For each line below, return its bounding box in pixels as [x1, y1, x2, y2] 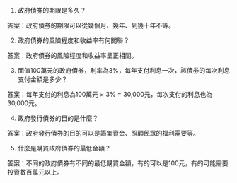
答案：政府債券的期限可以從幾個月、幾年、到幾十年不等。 [7, 21, 175, 30]
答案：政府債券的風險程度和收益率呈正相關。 [7, 52, 138, 59]
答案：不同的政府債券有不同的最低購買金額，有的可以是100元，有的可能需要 [7, 159, 229, 167]
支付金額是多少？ [17, 75, 68, 83]
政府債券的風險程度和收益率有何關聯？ [17, 36, 129, 45]
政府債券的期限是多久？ [17, 6, 86, 14]
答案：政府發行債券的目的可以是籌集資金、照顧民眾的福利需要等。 [7, 129, 200, 137]
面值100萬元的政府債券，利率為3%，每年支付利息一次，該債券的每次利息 [17, 66, 231, 74]
